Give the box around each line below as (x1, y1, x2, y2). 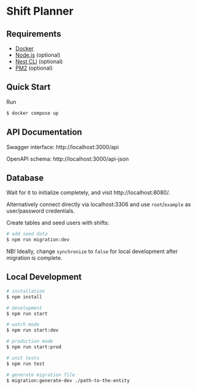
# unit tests (6, 355, 40, 361)
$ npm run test (6, 361, 45, 367)
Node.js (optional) (15, 51, 61, 59)
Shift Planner (6, 4, 74, 18)
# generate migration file (6, 372, 75, 378)
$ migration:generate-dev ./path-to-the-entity (6, 377, 130, 383)
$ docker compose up (6, 110, 59, 116)
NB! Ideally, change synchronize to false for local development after (6, 248, 179, 255)
